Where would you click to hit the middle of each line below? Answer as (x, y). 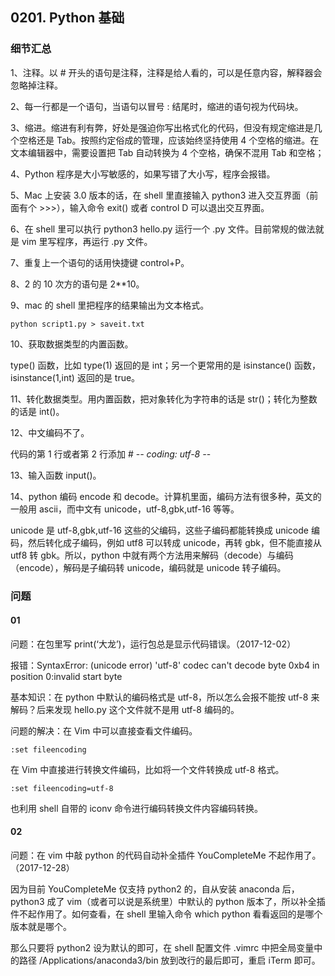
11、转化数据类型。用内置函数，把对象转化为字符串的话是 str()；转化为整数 (164, 399)
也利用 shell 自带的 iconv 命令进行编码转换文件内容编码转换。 (137, 808)
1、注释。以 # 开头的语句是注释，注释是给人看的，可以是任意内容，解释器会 (166, 72)
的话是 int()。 (37, 411)
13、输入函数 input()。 (56, 475)
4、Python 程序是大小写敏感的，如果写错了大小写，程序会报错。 (143, 174)
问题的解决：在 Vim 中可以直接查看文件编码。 (104, 730)
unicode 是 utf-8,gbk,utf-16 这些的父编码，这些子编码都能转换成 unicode (159, 530)
